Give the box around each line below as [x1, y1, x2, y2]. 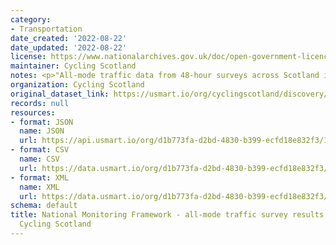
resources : [10, 107, 56, 118]
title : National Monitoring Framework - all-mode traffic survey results [10, 210, 325, 220]
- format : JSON [10, 117, 74, 127]
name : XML [19, 182, 60, 192]
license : [10, 52, 47, 62]
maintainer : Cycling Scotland [10, 61, 137, 71]
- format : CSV [10, 145, 70, 155]
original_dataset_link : [10, 89, 110, 99]
